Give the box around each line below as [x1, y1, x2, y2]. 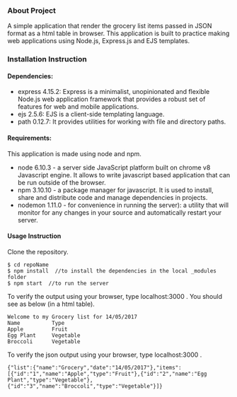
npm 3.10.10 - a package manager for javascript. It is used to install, [17, 186, 214, 194]
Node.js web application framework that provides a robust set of [17, 95, 206, 104]
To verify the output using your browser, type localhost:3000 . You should [7, 292, 223, 300]
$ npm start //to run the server [7, 280, 110, 287]
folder [7, 273, 27, 280]
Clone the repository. [7, 247, 69, 256]
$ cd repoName [7, 261, 50, 268]
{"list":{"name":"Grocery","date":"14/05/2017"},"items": [7, 364, 182, 371]
